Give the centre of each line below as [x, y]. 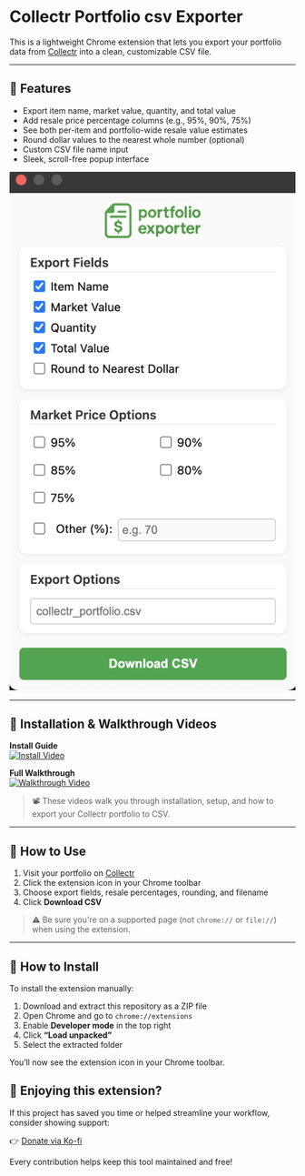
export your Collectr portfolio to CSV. [101, 814]
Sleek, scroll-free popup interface [86, 159]
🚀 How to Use [48, 851]
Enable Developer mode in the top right [97, 1026]
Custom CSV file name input [75, 149]
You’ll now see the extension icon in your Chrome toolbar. [117, 1062]
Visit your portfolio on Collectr [79, 873]
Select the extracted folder [73, 1045]
